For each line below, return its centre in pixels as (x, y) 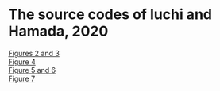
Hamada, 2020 (58, 31)
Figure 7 (22, 78)
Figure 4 (22, 62)
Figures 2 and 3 (34, 53)
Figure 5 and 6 (32, 70)
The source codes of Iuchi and (110, 15)
